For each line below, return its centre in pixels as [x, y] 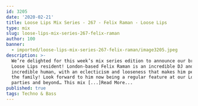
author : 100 [21, 39]
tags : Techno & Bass [32, 94]
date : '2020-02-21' [30, 17]
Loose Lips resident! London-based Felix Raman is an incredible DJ [97, 66]
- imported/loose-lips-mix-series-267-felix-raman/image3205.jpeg [95, 50]
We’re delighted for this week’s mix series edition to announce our [98, 61]
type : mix [18, 28]
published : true [26, 88]
